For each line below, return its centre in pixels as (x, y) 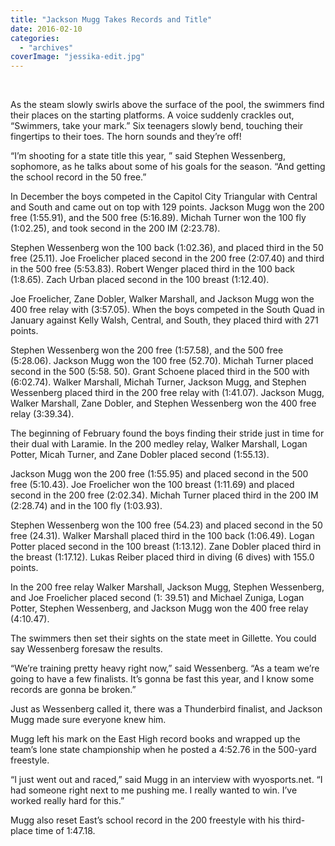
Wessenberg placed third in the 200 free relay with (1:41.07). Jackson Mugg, (167, 393)
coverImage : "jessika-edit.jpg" (77, 57)
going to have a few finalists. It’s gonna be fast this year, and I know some (162, 679)
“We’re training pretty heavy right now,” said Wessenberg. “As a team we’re (165, 668)
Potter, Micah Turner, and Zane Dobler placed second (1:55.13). (140, 455)
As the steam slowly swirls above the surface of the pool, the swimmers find (167, 105)
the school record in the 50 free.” (78, 177)
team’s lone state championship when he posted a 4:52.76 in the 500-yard (163, 750)
